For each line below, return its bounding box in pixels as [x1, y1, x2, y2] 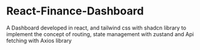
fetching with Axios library [6, 37, 72, 44]
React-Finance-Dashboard [6, 4, 144, 18]
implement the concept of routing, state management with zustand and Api [6, 30, 195, 37]
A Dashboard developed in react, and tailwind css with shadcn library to [6, 24, 187, 31]
